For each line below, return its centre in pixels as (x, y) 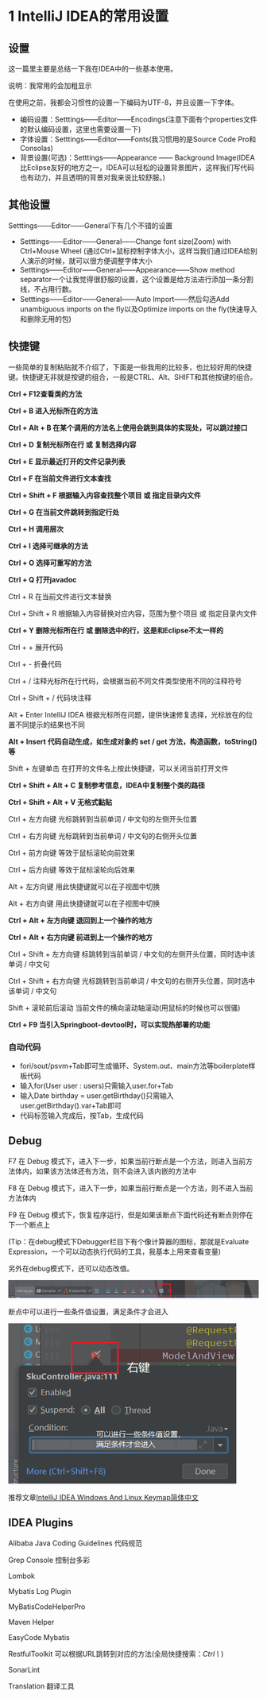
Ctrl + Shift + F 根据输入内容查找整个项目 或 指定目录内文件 (104, 495)
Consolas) (37, 148)
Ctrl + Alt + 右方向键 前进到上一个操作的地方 (81, 937)
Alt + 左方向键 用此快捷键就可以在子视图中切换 (84, 886)
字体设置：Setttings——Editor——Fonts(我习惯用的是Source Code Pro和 (138, 139)
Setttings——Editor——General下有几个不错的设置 (91, 225)
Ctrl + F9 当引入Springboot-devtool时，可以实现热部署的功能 (109, 1024)
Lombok (22, 1576)
